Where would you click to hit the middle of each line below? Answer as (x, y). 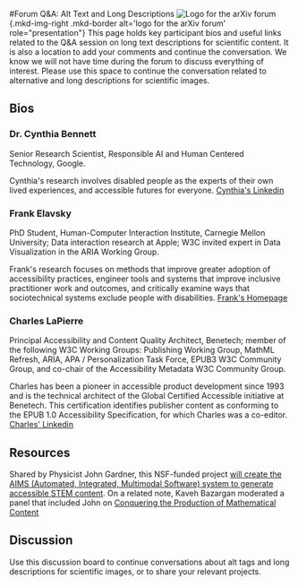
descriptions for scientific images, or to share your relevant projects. (136, 571)
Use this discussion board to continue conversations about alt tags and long (149, 562)
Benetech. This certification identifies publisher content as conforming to (144, 405)
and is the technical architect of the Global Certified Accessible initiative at (147, 396)
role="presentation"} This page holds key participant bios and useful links (145, 33)
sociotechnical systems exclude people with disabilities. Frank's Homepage (149, 297)
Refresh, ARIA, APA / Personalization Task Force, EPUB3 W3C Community (145, 359)
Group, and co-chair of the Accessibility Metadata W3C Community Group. (148, 369)
